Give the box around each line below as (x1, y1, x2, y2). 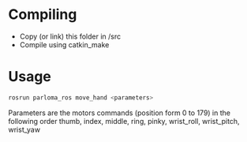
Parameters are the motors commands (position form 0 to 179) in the (8, 108, 231, 118)
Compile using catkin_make (19, 39, 110, 49)
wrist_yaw (8, 125, 41, 134)
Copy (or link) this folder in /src (19, 32, 122, 41)
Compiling (8, 6, 77, 24)
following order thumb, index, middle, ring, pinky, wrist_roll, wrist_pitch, (8, 116, 240, 125)
